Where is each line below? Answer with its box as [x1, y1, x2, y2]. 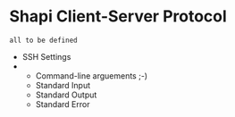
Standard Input [35, 79, 91, 90]
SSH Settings [21, 51, 71, 62]
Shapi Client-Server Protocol [9, 6, 228, 27]
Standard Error [35, 98, 90, 109]
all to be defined [9, 36, 78, 45]
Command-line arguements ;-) [35, 70, 148, 81]
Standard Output [35, 89, 97, 100]
